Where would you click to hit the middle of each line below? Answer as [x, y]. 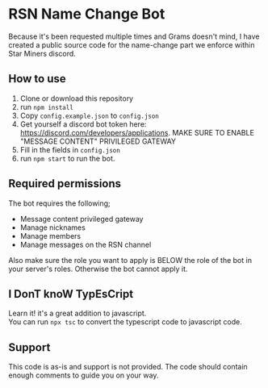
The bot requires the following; [59, 203]
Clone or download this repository [77, 98]
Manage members [50, 236]
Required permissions [65, 184]
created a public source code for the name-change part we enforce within [132, 44]
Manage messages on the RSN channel [86, 244]
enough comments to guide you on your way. [84, 375]
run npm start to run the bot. [67, 158]
